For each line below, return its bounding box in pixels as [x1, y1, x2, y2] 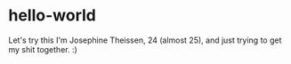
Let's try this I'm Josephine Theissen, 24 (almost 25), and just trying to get [8, 35, 282, 45]
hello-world [8, 5, 97, 26]
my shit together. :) [8, 44, 77, 54]
